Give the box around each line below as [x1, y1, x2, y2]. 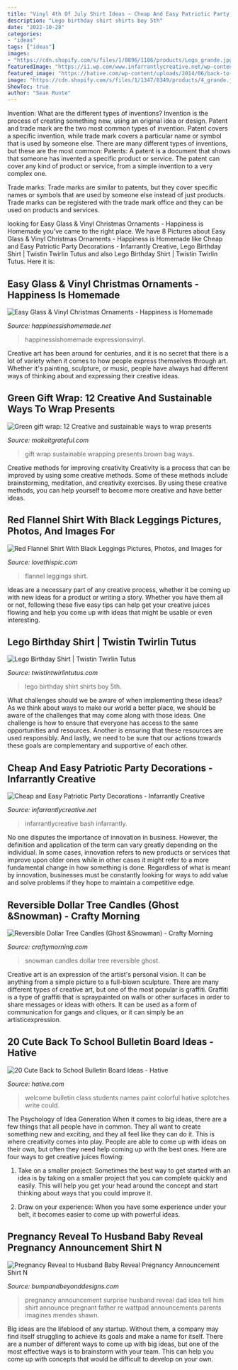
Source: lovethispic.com [7, 558, 78, 566]
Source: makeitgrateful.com [7, 436, 89, 444]
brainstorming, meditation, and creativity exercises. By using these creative [7, 478, 227, 487]
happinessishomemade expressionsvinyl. [24, 335, 145, 344]
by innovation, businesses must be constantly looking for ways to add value [7, 871, 229, 879]
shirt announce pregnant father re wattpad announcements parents [24, 1303, 222, 1312]
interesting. [7, 615, 40, 624]
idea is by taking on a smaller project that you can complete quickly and [17, 1173, 228, 1182]
